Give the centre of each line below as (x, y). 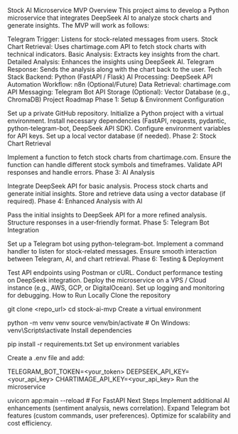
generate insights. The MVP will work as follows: (78, 25)
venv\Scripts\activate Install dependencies (70, 330)
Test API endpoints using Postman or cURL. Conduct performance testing (115, 272)
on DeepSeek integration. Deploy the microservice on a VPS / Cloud (107, 280)
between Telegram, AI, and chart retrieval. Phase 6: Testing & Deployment (115, 259)
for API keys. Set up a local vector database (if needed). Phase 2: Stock (112, 136)
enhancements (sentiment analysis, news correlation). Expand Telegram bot (119, 408)
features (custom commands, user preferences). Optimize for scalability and (119, 416)
